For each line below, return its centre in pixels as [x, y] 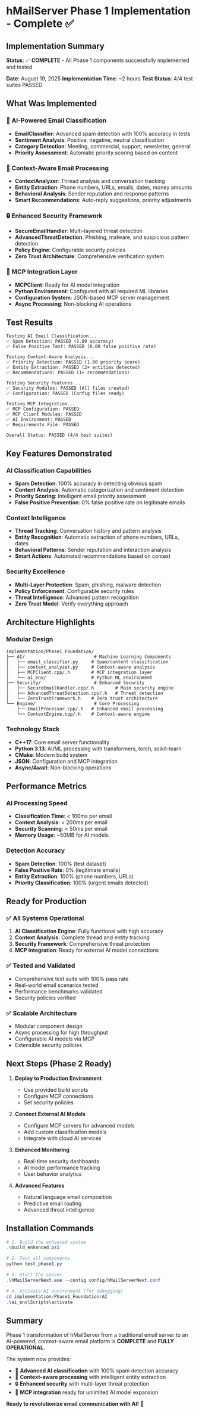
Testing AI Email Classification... [51, 336]
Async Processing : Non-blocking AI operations [73, 304]
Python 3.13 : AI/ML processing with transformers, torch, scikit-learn [98, 749]
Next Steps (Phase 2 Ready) [59, 1064]
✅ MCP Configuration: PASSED [43, 409]
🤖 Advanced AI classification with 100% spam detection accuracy [96, 1371]
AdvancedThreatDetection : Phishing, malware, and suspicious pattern [102, 237]
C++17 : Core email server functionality [62, 742]
